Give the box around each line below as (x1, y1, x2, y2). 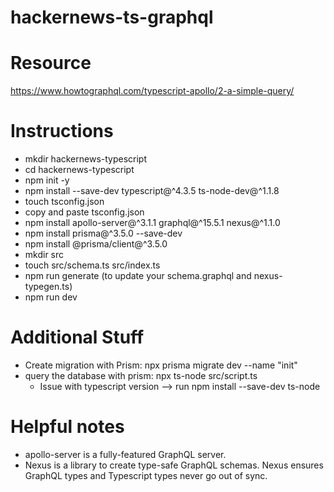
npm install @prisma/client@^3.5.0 (24, 238, 168, 250)
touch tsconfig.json (24, 196, 105, 208)
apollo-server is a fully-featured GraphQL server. (24, 448, 227, 460)
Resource (10, 52, 92, 75)
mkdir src (24, 249, 65, 261)
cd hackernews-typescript (24, 164, 135, 176)
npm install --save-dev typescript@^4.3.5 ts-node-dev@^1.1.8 (24, 185, 280, 197)
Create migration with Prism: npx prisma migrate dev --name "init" (24, 359, 298, 371)
